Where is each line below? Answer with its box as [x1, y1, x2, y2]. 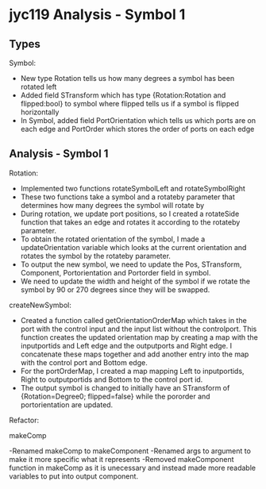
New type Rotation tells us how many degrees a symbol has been [20, 74, 235, 83]
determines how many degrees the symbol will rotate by [20, 200, 205, 210]
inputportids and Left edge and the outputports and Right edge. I [20, 341, 233, 350]
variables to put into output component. [9, 471, 138, 481]
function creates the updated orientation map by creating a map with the [20, 332, 259, 342]
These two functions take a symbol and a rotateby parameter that [20, 192, 235, 202]
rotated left [20, 82, 57, 91]
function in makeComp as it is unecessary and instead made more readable [9, 463, 256, 472]
